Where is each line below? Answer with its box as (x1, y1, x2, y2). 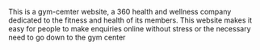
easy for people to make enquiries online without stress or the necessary (8, 24, 252, 33)
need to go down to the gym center (8, 32, 126, 42)
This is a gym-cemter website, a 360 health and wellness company (8, 7, 232, 16)
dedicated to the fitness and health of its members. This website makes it (8, 15, 253, 25)
